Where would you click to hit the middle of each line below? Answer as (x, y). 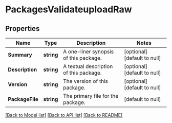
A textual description (88, 66)
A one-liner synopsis (89, 51)
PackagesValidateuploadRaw (69, 10)
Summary (20, 55)
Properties (23, 29)
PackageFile (23, 99)
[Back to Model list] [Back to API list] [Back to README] (64, 115)
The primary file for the (91, 96)
